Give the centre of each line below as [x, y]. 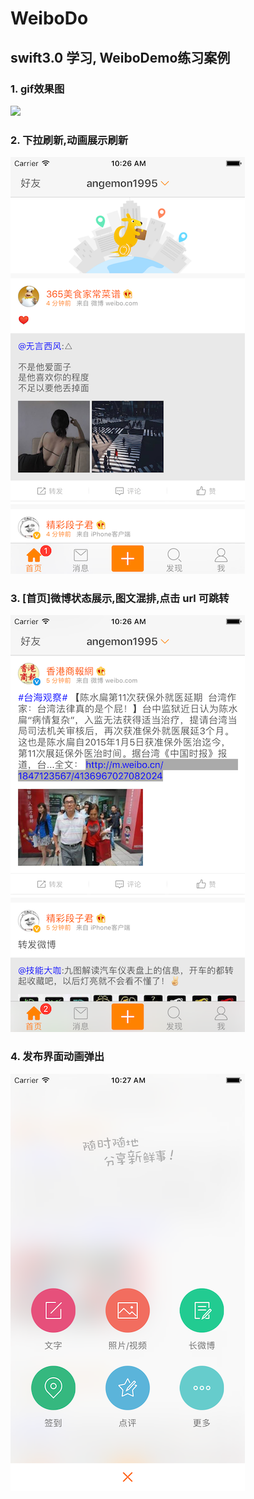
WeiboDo [49, 18]
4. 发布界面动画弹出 [57, 1057]
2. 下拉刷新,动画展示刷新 [69, 140]
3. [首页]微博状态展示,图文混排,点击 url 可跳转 [120, 599]
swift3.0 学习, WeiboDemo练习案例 [120, 57]
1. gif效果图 [37, 89]
